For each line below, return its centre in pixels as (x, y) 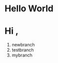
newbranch (23, 45)
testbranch (23, 50)
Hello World (29, 9)
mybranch (22, 55)
